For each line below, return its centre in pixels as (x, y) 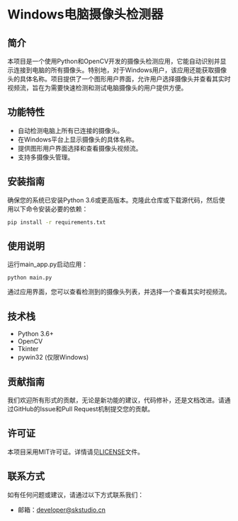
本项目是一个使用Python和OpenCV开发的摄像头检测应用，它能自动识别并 (114, 61)
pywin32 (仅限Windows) (53, 357)
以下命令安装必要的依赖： (51, 209)
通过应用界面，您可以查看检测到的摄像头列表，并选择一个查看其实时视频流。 (119, 292)
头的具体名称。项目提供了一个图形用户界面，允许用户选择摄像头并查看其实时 (119, 79)
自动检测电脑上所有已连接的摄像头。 (70, 130)
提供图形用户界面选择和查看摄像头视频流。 (80, 148)
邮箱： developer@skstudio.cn (62, 510)
